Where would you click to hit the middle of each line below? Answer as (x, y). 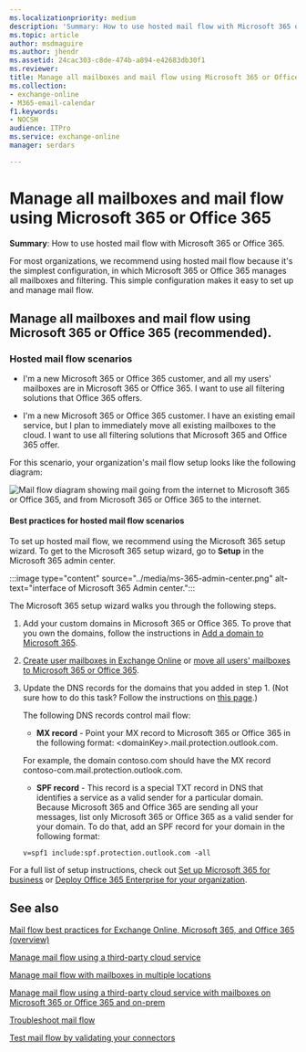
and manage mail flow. (51, 289)
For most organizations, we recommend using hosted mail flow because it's (151, 260)
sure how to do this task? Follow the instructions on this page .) (140, 697)
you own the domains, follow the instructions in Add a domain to (143, 633)
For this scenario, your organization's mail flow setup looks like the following (153, 463)
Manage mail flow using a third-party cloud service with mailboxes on (140, 993)
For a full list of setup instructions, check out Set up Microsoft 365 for (140, 869)
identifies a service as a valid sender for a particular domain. (150, 797)
